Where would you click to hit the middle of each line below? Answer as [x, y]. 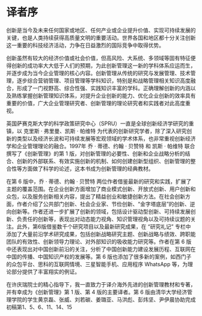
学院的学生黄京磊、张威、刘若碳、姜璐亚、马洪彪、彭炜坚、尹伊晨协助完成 [103, 299]
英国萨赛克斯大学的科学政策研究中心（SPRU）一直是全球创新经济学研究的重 [100, 123]
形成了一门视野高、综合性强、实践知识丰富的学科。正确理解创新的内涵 [103, 88]
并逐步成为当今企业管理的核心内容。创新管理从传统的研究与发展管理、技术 [98, 73]
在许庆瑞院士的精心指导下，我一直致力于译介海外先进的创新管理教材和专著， [101, 284]
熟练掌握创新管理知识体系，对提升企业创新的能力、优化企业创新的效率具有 [103, 95]
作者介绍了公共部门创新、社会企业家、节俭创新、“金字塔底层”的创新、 [103, 204]
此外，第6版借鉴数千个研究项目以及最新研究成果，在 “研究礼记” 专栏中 [104, 226]
